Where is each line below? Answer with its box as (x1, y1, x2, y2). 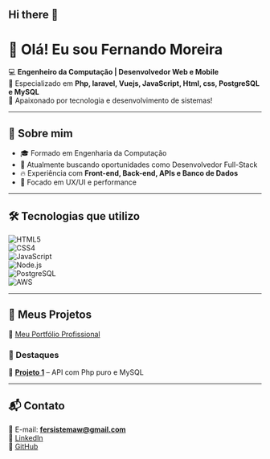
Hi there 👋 (8, 8, 59, 22)
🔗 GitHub (8, 441, 39, 451)
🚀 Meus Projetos (8, 308, 92, 322)
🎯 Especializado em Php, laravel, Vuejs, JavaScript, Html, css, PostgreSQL (8, 79, 260, 88)
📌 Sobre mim (8, 126, 74, 140)
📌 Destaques (8, 349, 59, 360)
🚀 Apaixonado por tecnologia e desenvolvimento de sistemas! (8, 95, 213, 105)
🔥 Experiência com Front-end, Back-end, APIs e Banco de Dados (19, 169, 239, 178)
